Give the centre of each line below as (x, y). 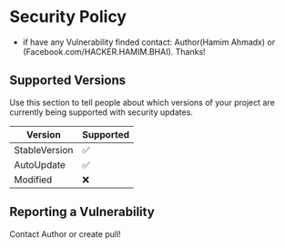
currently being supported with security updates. (102, 112)
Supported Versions (67, 81)
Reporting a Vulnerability (82, 212)
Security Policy (68, 17)
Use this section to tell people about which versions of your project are (142, 102)
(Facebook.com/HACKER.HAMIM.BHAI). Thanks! (114, 51)
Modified (33, 180)
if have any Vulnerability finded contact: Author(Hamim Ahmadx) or (149, 42)
